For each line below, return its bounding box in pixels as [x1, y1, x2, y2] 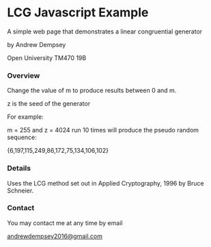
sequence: [7, 133, 38, 141]
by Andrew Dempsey [7, 40, 66, 48]
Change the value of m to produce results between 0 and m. [7, 87, 177, 95]
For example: [7, 113, 44, 121]
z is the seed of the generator [7, 100, 91, 108]
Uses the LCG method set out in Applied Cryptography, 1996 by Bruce [7, 179, 204, 187]
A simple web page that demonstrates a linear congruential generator [7, 27, 203, 35]
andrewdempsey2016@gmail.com [7, 232, 103, 240]
